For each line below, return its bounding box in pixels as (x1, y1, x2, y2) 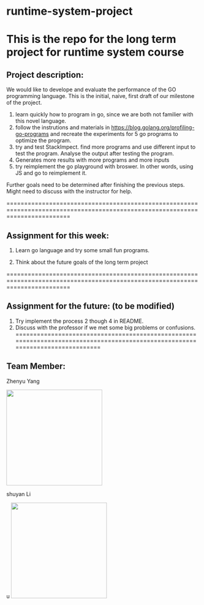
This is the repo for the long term (6, 32, 176, 47)
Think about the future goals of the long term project (15, 258, 148, 266)
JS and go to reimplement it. (15, 170, 87, 177)
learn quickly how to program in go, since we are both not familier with (15, 111, 194, 118)
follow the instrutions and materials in (15, 124, 110, 131)
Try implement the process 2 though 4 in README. (15, 317, 144, 325)
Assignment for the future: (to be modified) (6, 301, 175, 312)
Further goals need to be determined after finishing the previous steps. (6, 181, 185, 189)
